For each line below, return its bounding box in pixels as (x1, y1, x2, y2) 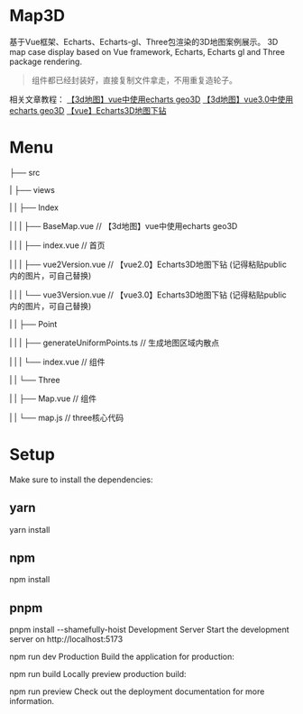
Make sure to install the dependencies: (9, 474, 153, 485)
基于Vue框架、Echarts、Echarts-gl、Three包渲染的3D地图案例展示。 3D (9, 36, 279, 47)
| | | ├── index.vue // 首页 (9, 240, 106, 251)
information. (9, 696, 55, 707)
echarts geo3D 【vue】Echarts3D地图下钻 (9, 105, 167, 115)
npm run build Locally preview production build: (9, 669, 187, 680)
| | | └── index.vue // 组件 (9, 356, 106, 367)
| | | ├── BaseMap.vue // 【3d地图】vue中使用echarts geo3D (9, 220, 238, 231)
